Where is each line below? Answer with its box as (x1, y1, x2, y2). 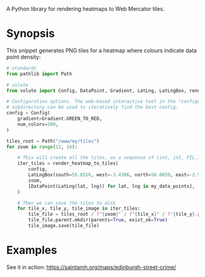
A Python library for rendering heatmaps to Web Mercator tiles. (6, 6, 165, 12)
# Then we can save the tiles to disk (17, 200, 116, 206)
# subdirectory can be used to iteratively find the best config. (6, 104, 179, 111)
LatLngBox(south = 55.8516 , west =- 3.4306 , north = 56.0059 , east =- (28, 172, 192, 178)
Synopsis (6, 27, 55, 40)
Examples (6, 243, 57, 257)
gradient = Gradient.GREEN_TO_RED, (17, 116, 103, 122)
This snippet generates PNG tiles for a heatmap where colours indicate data (6, 46, 197, 54)
